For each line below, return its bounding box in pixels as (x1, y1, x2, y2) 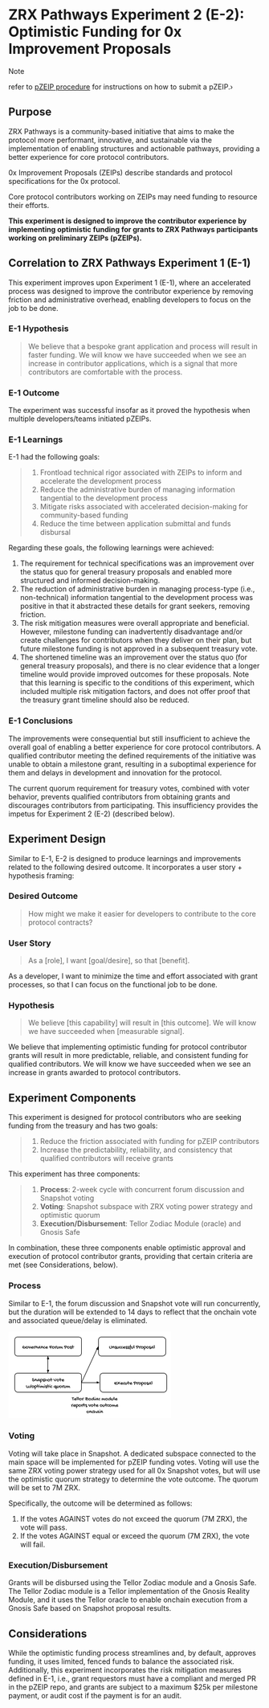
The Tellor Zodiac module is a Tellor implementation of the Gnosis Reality (8, 1587, 251, 1596)
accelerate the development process (39, 476, 162, 486)
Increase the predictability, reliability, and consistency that (39, 1145, 233, 1154)
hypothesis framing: (8, 870, 75, 881)
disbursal (39, 528, 71, 537)
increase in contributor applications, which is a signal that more (27, 358, 238, 368)
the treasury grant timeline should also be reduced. (19, 695, 190, 705)
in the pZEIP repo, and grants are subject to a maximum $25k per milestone (8, 1681, 259, 1692)
